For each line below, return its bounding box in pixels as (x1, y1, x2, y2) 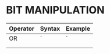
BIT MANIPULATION (6, 3, 105, 17)
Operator (9, 24, 35, 33)
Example (66, 24, 90, 33)
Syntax (40, 24, 61, 33)
